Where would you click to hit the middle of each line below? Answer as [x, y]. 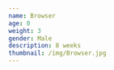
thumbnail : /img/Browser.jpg [57, 53]
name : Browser [32, 16]
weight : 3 [25, 31]
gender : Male [30, 38]
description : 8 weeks [45, 46]
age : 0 [19, 23]
